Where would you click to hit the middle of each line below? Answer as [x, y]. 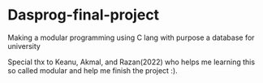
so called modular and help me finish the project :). [93, 70]
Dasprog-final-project [84, 15]
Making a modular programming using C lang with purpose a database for [131, 37]
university [24, 46]
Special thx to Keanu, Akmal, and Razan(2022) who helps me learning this [131, 62]
